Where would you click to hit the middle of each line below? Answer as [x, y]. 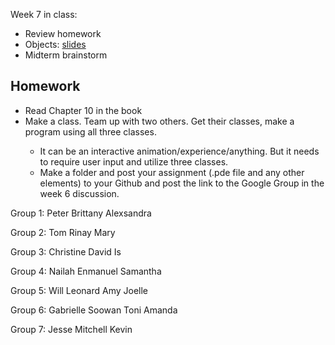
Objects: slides [55, 44]
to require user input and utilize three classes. [134, 161]
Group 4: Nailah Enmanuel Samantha [86, 271]
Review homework [63, 33]
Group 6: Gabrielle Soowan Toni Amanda [94, 310]
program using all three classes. [90, 131]
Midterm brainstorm [66, 55]
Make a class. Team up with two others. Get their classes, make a [159, 121]
